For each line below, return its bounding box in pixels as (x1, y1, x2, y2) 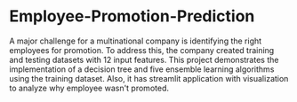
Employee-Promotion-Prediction (9, 6, 255, 27)
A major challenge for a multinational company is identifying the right (9, 35, 262, 46)
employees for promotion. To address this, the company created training (9, 44, 275, 55)
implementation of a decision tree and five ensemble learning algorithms (9, 64, 275, 75)
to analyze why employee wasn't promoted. (9, 82, 169, 93)
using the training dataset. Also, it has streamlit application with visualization (9, 73, 289, 83)
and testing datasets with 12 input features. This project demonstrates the (9, 54, 279, 65)
